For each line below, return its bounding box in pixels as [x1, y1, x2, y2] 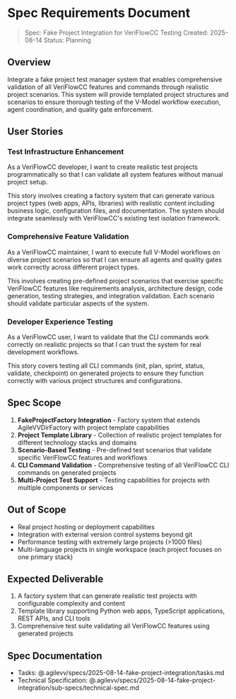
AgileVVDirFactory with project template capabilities [17, 423, 170, 432]
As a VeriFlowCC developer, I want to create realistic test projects [7, 163, 198, 171]
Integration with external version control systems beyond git [17, 530, 193, 539]
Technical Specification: [17, 676, 88, 685]
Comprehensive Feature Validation [7, 232, 129, 242]
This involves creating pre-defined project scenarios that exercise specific [7, 276, 224, 285]
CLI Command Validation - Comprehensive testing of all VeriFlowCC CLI [17, 461, 230, 469]
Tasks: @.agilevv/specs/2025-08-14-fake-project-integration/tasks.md [17, 669, 225, 677]
